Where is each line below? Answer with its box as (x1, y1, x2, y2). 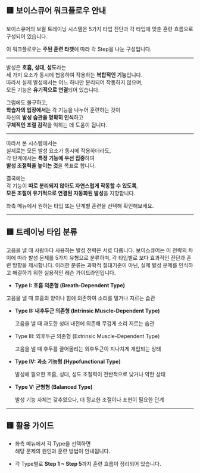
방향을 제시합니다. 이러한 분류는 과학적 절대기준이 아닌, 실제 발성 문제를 (12, 262, 177, 269)
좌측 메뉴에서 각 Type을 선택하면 (14, 440, 91, 447)
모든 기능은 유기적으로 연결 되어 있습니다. (6, 86, 100, 93)
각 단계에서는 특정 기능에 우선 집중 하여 (6, 154, 95, 161)
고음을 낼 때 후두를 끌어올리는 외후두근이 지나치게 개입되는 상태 (14, 345, 161, 352)
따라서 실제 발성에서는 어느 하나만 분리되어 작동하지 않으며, (6, 78, 143, 85)
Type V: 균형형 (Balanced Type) (14, 383, 93, 390)
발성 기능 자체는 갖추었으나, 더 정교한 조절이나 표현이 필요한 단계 (14, 396, 164, 403)
